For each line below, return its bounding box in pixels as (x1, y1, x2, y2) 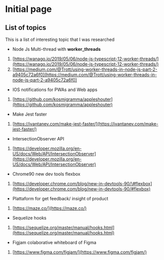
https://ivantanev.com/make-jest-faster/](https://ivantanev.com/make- (14, 121, 159, 127)
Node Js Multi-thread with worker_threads (12, 46, 101, 52)
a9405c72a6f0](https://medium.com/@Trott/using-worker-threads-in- (12, 72, 158, 78)
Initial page (5, 3, 52, 15)
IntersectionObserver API (12, 136, 65, 141)
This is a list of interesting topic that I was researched (5, 36, 115, 42)
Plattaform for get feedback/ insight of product (12, 196, 108, 201)
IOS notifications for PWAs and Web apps (12, 87, 98, 93)
